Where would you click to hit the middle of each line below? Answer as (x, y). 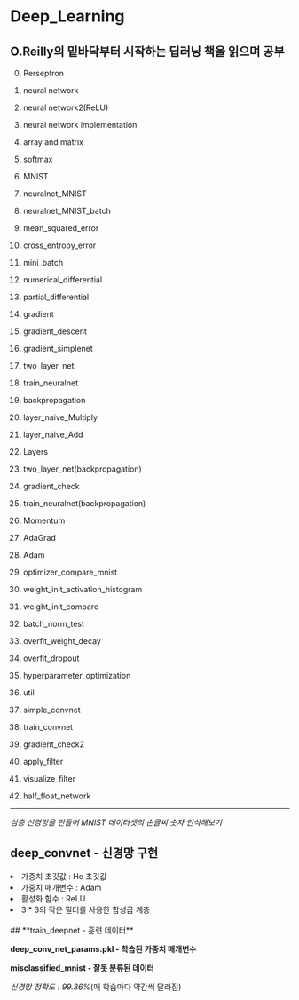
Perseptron (43, 73)
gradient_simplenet (58, 349)
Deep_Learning (67, 16)
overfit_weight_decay (62, 641)
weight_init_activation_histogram (83, 589)
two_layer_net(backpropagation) (83, 469)
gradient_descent (55, 331)
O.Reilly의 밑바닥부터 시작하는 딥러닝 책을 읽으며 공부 (147, 51)
